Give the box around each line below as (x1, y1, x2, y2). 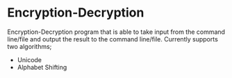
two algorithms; (7, 42, 52, 50)
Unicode (17, 55, 42, 64)
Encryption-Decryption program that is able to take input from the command (7, 28, 226, 36)
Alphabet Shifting (17, 63, 67, 71)
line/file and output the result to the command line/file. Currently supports (7, 35, 219, 43)
